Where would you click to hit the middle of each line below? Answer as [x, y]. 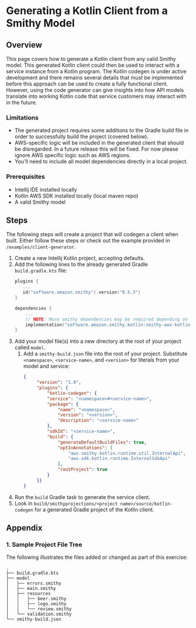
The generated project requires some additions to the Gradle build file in [102, 131]
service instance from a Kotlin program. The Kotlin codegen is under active [96, 71]
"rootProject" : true [82, 470]
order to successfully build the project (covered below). [82, 136]
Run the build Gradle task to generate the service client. [82, 497]
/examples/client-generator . [41, 247]
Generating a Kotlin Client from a [87, 11]
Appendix [24, 528]
